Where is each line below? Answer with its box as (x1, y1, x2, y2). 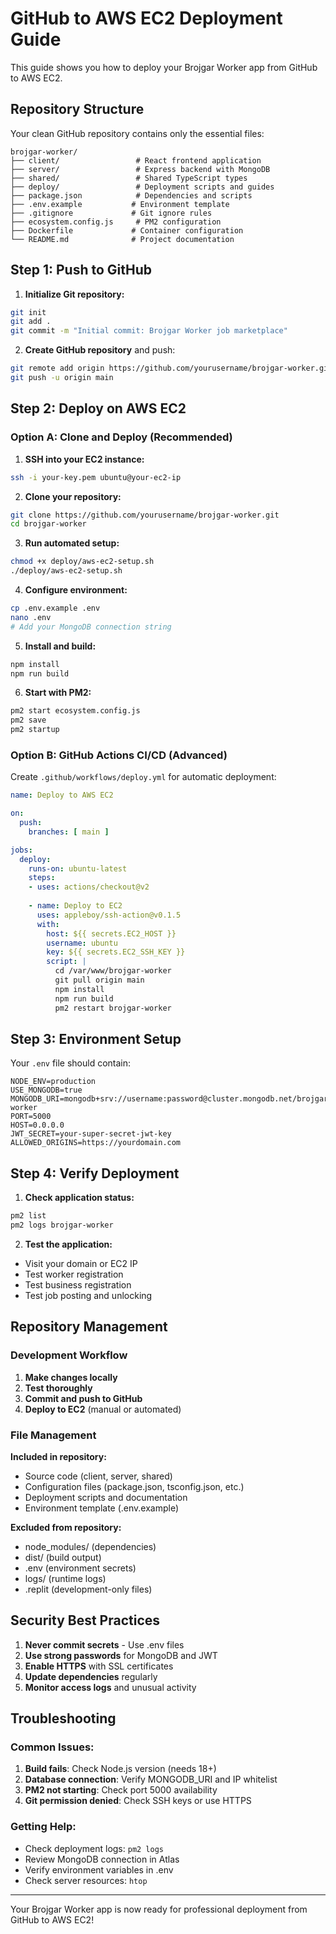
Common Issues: (10, 1740, 95, 1754)
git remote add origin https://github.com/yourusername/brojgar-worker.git (10, 363, 333, 374)
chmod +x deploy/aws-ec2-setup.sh (10, 557, 155, 567)
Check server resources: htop (24, 1874, 148, 1886)
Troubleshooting (10, 1710, 117, 1727)
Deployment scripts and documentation (24, 1491, 188, 1503)
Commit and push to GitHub (24, 1392, 143, 1404)
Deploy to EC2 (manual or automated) (24, 1403, 182, 1415)
